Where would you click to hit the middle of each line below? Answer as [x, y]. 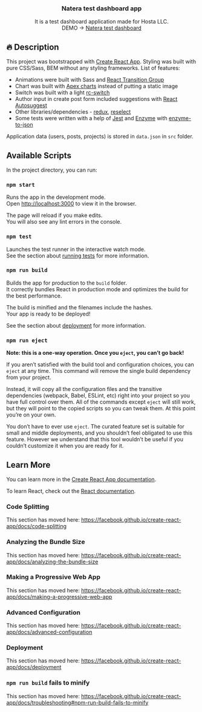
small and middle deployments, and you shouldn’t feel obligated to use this [99, 433]
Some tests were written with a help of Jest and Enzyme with [91, 118]
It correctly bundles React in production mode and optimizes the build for [97, 289]
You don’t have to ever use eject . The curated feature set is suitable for [95, 427]
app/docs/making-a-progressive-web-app [59, 597]
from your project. [29, 377]
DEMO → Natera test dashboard [102, 28]
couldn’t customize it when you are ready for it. [65, 446]
